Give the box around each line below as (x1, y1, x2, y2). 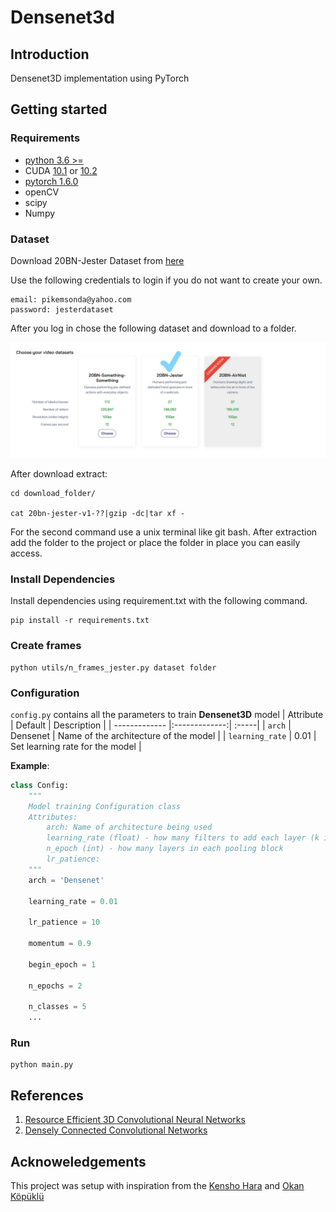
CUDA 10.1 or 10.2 (24, 164, 98, 176)
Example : (10, 759, 50, 771)
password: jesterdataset (10, 304, 114, 315)
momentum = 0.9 (28, 939, 92, 949)
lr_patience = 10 (28, 917, 101, 928)
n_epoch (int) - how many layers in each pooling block (46, 844, 284, 854)
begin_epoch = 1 (28, 959, 97, 970)
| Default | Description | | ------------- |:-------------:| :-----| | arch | (10, 719, 292, 731)
